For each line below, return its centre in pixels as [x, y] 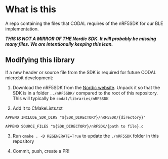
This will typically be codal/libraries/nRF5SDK [60, 98]
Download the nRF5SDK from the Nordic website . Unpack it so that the [86, 87]
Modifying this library [40, 60]
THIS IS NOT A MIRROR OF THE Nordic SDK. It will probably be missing [81, 39]
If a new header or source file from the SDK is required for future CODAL [81, 72]
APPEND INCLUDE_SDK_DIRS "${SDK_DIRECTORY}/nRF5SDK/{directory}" [75, 117]
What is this [31, 9]
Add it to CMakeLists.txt [38, 108]
